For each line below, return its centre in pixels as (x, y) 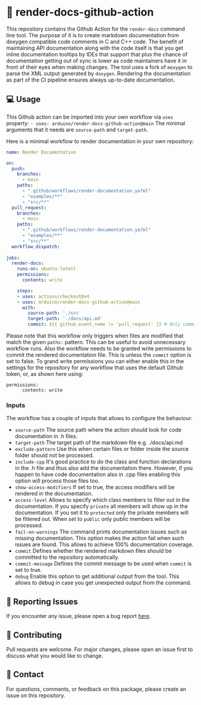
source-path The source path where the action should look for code (98, 430)
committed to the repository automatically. (67, 558)
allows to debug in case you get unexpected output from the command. (103, 583)
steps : (25, 291)
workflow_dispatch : (36, 246)
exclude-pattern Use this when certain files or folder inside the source (102, 449)
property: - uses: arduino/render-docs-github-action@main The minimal (96, 123)
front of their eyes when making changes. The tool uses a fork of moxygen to (99, 67)
